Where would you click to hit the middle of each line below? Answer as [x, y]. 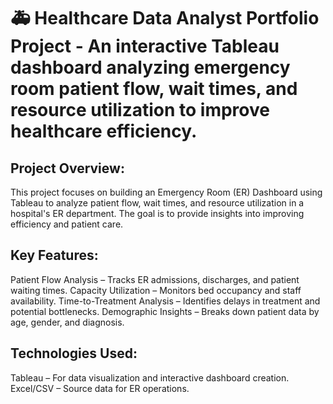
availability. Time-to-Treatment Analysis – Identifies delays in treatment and [165, 301]
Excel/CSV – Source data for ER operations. [100, 388]
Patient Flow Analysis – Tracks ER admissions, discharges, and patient [155, 279]
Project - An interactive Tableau [145, 46]
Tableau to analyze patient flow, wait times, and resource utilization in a [157, 203]
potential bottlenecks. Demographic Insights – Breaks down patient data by [165, 311]
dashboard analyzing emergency [150, 67]
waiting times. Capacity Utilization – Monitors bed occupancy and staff [156, 290]
